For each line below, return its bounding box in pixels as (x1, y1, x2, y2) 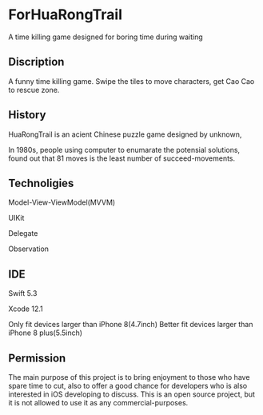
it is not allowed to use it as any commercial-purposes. (8, 398, 189, 407)
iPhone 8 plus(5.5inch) (8, 328, 82, 337)
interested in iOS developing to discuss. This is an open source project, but (8, 389, 256, 399)
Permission (8, 351, 66, 365)
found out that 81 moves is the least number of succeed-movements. (8, 154, 236, 163)
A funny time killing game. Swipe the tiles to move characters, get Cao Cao (8, 76, 255, 86)
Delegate (8, 229, 38, 238)
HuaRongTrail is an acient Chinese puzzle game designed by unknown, (8, 130, 242, 139)
